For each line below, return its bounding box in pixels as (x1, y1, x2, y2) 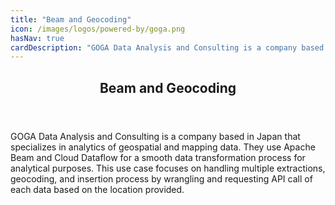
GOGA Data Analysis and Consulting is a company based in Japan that (10, 130, 301, 142)
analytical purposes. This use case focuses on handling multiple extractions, (10, 162, 326, 174)
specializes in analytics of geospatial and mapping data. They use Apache (10, 141, 316, 153)
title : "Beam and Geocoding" (10, 14, 132, 25)
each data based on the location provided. (10, 183, 185, 195)
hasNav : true (10, 33, 65, 43)
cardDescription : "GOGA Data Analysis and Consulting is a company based (10, 42, 325, 53)
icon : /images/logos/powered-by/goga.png (10, 24, 186, 34)
